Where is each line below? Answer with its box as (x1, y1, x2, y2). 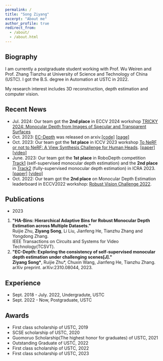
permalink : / (5, 7, 32, 12)
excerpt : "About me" (5, 16, 48, 21)
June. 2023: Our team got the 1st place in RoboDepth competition (12, 155, 146, 161)
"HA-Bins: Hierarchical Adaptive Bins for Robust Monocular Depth (12, 218, 150, 223)
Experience (5, 278, 41, 287)
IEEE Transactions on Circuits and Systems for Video (12, 239, 119, 245)
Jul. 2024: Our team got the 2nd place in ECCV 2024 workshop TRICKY (12, 118, 158, 124)
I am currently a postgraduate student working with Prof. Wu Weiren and (5, 66, 152, 72)
